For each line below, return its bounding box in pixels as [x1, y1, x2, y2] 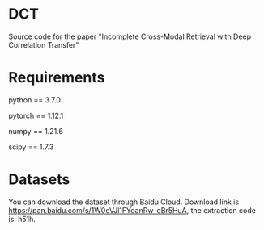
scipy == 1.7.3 [8, 142, 54, 152]
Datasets [8, 170, 70, 189]
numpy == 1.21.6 [8, 126, 63, 136]
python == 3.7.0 [8, 94, 62, 105]
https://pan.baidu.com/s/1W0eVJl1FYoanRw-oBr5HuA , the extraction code [8, 205, 257, 215]
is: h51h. [8, 214, 36, 224]
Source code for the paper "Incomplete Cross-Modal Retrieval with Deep [8, 31, 252, 41]
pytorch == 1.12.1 [8, 111, 64, 120]
